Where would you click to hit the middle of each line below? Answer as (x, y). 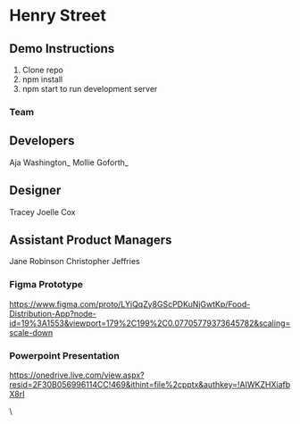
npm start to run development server (90, 89)
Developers (42, 141)
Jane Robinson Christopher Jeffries (75, 262)
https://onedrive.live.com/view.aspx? (77, 375)
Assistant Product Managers (91, 240)
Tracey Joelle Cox (42, 212)
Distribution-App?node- (53, 313)
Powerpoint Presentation (65, 355)
